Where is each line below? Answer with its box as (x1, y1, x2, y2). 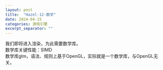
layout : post (5, 7, 33, 13)
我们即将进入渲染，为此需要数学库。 (5, 41, 81, 47)
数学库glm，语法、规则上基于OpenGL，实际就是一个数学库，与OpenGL (5, 53, 154, 59)
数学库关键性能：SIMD (5, 47, 52, 53)
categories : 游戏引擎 (5, 21, 48, 27)
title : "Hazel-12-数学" (5, 12, 56, 17)
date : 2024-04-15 (5, 17, 42, 22)
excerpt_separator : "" (5, 26, 53, 31)
